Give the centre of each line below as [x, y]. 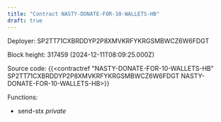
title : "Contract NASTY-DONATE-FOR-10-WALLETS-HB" [84, 14]
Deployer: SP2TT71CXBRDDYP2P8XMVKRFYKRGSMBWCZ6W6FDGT [108, 40]
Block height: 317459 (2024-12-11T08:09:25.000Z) [81, 55]
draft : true [25, 21]
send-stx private [42, 111]
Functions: [23, 97]
